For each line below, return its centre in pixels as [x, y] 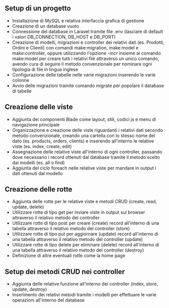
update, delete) [28, 207]
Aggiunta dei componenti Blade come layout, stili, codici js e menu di [84, 119]
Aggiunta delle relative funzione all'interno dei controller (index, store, [85, 284]
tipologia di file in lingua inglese [45, 69]
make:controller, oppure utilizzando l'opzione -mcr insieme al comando [86, 53]
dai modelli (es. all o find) [38, 162]
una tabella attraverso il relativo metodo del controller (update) [77, 239]
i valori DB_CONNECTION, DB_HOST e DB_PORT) [64, 37]
